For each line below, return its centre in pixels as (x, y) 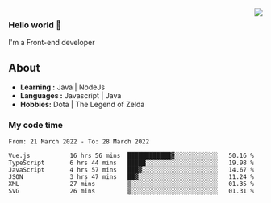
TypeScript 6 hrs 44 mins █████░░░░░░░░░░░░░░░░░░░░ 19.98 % (131, 163)
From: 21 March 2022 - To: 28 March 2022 (79, 142)
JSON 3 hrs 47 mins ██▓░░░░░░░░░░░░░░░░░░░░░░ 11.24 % (131, 177)
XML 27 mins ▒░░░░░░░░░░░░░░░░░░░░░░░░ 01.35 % (131, 184)
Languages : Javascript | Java (71, 96)
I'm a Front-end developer (52, 43)
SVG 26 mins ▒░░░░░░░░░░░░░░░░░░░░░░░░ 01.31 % (131, 191)
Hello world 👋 (35, 25)
